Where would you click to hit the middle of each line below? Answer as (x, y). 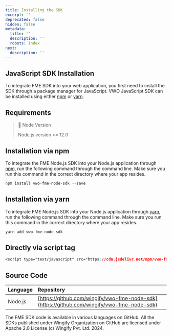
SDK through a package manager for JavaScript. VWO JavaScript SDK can (84, 91)
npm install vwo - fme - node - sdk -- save (46, 183)
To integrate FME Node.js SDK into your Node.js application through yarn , (83, 211)
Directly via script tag (40, 247)
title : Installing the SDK (34, 10)
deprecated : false (25, 19)
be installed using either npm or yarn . (45, 97)
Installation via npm (37, 151)
